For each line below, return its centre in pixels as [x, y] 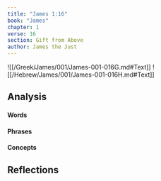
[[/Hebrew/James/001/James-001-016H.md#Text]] [81, 75]
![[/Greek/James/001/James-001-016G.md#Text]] [79, 67]
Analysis [27, 97]
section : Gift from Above [45, 40]
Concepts [22, 148]
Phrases [20, 131]
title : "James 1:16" [38, 14]
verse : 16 [22, 34]
